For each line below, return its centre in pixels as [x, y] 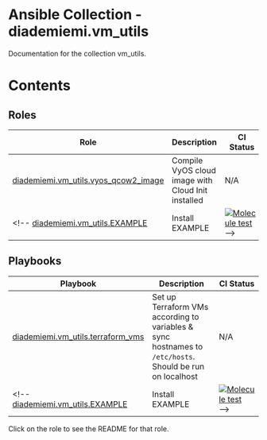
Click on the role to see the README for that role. [89, 428]
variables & [173, 326]
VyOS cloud [194, 170]
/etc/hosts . [174, 357]
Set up [164, 297]
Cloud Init [190, 190]
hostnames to [178, 346]
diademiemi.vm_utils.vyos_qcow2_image [88, 180]
